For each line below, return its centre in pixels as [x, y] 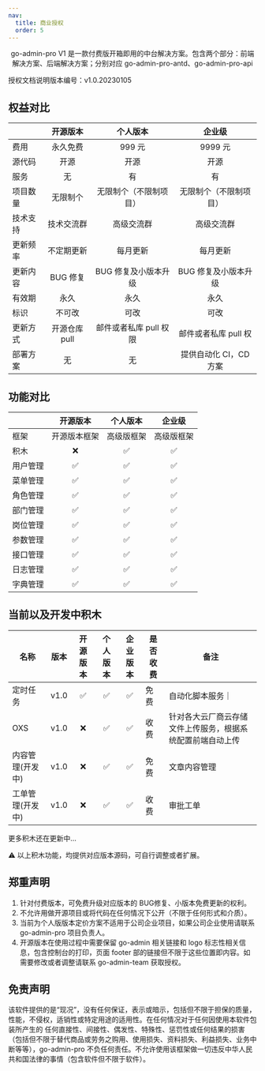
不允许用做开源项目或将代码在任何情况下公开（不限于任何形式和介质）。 [135, 912]
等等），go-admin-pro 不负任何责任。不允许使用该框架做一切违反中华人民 [134, 1049]
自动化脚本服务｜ [200, 696]
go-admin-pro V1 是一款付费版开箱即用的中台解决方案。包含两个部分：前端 [132, 54]
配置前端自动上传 [208, 740]
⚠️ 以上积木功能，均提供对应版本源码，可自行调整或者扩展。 [106, 855]
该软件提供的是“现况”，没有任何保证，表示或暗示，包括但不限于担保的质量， [132, 1010]
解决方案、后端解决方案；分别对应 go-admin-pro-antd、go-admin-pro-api [132, 63]
